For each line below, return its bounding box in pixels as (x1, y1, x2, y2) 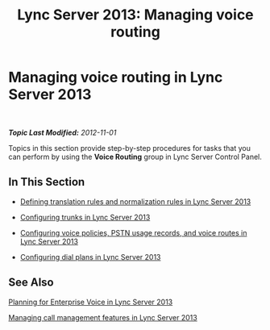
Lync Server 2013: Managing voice (17, 6, 254, 24)
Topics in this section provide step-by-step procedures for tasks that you (8, 143, 251, 152)
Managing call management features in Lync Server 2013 (8, 312, 197, 322)
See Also (8, 276, 54, 290)
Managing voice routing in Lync (8, 69, 223, 86)
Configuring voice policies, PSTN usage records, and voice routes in (19, 228, 247, 237)
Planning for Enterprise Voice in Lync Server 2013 (8, 297, 173, 307)
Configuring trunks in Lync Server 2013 (19, 212, 151, 222)
